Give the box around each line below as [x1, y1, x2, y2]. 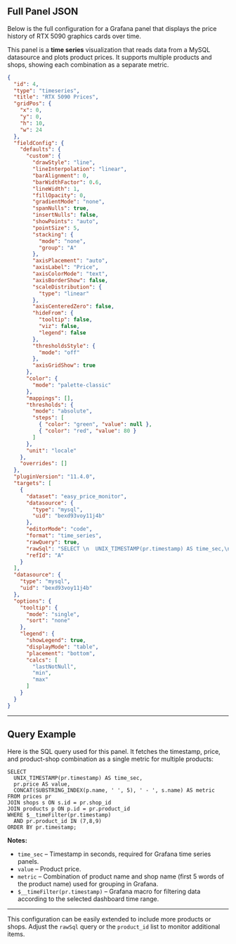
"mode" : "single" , [25, 610, 80, 618]
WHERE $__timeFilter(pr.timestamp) [7, 811, 112, 819]
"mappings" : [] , [25, 394, 74, 402]
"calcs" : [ [25, 656, 58, 664]
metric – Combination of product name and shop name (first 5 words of [17, 872, 225, 881]
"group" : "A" [38, 244, 77, 251]
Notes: [7, 836, 28, 844]
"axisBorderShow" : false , [32, 277, 109, 284]
